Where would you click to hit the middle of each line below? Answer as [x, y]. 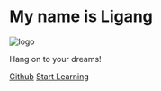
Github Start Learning [49, 76]
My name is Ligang [81, 17]
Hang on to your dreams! [55, 59]
